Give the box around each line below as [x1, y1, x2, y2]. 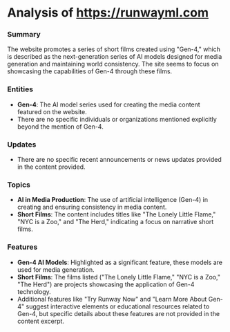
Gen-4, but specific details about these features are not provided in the [17, 309, 220, 317]
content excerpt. [17, 317, 64, 325]
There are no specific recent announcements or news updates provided [17, 156, 222, 164]
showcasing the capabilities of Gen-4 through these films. [7, 67, 173, 75]
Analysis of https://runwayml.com [7, 5, 209, 21]
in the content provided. [17, 163, 86, 171]
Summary [7, 30, 41, 39]
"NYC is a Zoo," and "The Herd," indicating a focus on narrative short [17, 218, 214, 226]
